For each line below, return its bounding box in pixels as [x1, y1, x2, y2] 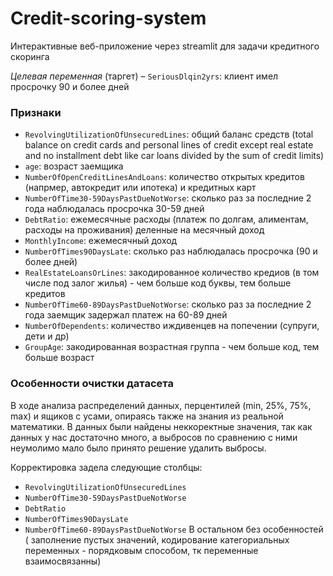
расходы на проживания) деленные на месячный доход [24, 224, 265, 236]
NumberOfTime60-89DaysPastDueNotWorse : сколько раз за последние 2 [24, 298, 312, 311]
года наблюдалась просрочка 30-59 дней [24, 203, 205, 215]
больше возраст [24, 352, 95, 364]
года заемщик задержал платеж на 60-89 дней [24, 309, 228, 321]
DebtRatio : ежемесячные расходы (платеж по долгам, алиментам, [24, 213, 309, 226]
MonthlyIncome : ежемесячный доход [24, 235, 178, 247]
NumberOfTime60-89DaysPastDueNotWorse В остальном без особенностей [24, 523, 324, 535]
